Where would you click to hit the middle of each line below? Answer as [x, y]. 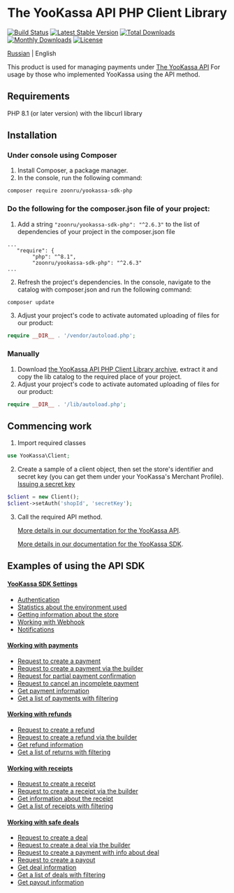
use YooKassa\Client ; [39, 456]
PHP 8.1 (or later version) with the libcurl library [75, 113]
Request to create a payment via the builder [80, 668]
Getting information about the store [68, 614]
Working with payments [43, 646]
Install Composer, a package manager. [73, 170]
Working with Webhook [51, 622]
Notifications [36, 629]
